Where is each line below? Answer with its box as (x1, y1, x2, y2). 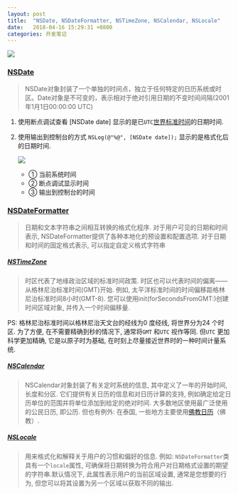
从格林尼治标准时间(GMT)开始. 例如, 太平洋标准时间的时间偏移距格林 (24, 285, 226, 294)
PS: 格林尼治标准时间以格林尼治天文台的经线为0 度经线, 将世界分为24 (7, 318, 210, 326)
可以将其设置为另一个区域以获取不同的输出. (47, 478, 174, 487)
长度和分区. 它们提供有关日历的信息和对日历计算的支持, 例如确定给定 (24, 389, 225, 398)
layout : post (7, 10, 46, 18)
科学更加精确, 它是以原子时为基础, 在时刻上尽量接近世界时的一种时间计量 (7, 336, 220, 344)
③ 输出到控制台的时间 (28, 187, 95, 196)
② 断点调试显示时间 (28, 179, 89, 187)
